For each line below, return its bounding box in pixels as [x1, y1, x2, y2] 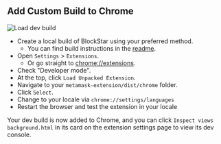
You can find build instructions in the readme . [27, 44, 156, 52]
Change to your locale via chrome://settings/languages [16, 95, 174, 104]
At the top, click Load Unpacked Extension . [16, 73, 136, 82]
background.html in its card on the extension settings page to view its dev [7, 123, 214, 131]
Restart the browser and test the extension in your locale [16, 102, 178, 110]
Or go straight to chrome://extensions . [27, 58, 136, 67]
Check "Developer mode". [16, 66, 91, 74]
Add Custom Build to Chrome [7, 5, 134, 17]
